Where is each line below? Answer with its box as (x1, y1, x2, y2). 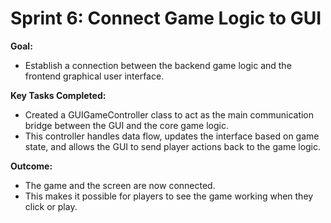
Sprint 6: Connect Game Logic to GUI (10, 7, 322, 30)
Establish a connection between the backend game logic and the (24, 59, 292, 71)
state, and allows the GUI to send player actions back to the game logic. (24, 140, 322, 152)
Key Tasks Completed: (10, 89, 107, 101)
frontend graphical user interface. (24, 70, 165, 82)
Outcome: (10, 160, 53, 172)
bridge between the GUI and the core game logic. (24, 119, 229, 131)
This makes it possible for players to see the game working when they (24, 190, 314, 202)
